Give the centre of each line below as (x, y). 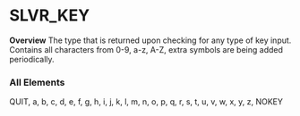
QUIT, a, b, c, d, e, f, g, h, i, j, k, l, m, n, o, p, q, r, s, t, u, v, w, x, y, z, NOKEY (146, 102)
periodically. (32, 59)
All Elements (37, 82)
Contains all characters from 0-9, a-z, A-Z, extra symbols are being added (146, 49)
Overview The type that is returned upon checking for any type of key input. (150, 40)
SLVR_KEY (50, 16)
